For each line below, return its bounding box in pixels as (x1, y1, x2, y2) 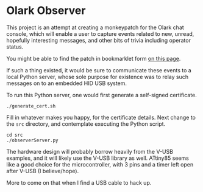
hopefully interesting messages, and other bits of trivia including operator (6, 36, 191, 44)
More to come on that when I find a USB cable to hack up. (6, 179, 152, 186)
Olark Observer (6, 4, 86, 18)
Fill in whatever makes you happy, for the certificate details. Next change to (6, 114, 196, 121)
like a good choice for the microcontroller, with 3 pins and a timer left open (6, 160, 194, 168)
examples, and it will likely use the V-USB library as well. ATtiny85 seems (6, 154, 189, 162)
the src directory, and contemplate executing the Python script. (6, 120, 166, 128)
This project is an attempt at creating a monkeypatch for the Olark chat (6, 24, 184, 31)
